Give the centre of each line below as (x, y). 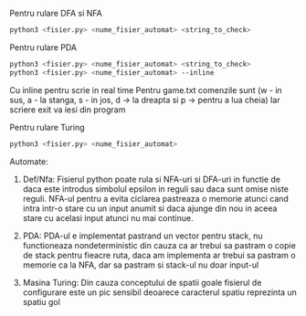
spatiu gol (42, 301)
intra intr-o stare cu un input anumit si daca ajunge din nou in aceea (150, 208)
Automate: (29, 161)
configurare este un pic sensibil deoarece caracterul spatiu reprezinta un (159, 292)
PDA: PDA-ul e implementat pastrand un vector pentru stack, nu (142, 236)
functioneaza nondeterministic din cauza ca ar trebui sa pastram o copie (159, 245)
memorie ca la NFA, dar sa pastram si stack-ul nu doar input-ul (141, 265)
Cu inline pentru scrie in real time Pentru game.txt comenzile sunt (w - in (146, 90)
